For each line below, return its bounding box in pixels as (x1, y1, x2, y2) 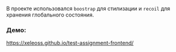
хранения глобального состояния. (6, 11, 94, 18)
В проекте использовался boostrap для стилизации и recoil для (6, 5, 171, 12)
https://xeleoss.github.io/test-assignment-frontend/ (6, 40, 134, 47)
